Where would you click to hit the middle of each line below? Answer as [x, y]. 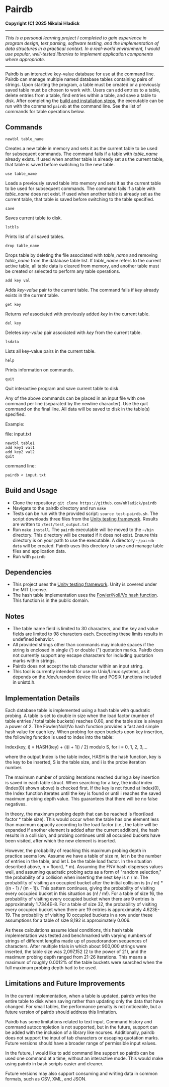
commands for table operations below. [45, 111]
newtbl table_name [24, 139]
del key [13, 323]
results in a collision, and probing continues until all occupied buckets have [83, 835]
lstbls [12, 227]
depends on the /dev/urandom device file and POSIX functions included [87, 677]
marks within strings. [34, 661]
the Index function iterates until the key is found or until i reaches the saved [83, 793]
